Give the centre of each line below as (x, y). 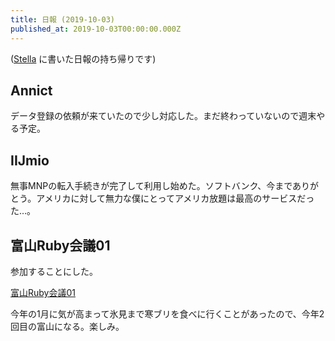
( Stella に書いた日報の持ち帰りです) (83, 58)
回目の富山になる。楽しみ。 (67, 326)
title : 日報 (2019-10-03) (62, 19)
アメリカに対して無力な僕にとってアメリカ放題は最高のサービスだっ (175, 198)
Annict (31, 90)
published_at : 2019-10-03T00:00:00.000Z (96, 29)
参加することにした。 (54, 271)
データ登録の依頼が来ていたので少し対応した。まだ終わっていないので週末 (163, 116)
